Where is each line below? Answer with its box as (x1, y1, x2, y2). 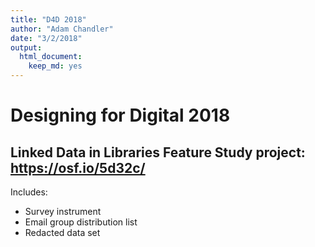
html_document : (19, 52, 83, 62)
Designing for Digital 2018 (10, 104, 231, 127)
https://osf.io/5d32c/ (10, 159, 146, 176)
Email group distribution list (24, 216, 138, 228)
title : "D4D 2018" (10, 14, 87, 25)
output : (10, 42, 43, 53)
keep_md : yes (28, 61, 83, 71)
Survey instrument (24, 206, 102, 217)
